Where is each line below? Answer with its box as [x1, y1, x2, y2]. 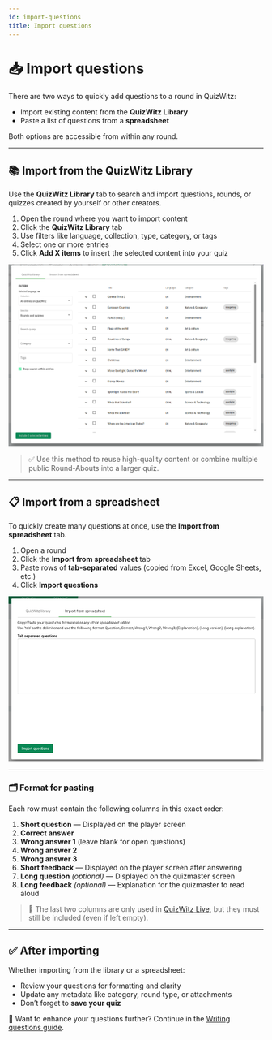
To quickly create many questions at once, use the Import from [8, 520, 220, 531]
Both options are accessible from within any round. [8, 132, 178, 141]
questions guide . [8, 1023, 65, 1033]
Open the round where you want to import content [19, 214, 188, 223]
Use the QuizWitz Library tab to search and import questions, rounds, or [8, 189, 252, 199]
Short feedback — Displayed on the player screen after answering [19, 862, 243, 872]
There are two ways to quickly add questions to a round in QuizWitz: [8, 92, 236, 101]
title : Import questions [8, 21, 92, 30]
